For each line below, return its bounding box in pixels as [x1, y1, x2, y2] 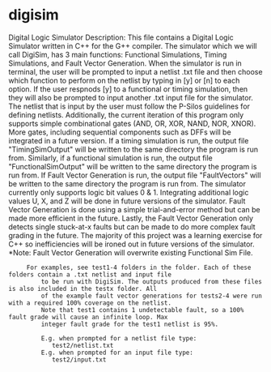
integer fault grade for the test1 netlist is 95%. [40, 320, 219, 328]
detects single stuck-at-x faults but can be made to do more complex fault [8, 221, 256, 232]
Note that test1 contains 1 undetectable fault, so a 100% [40, 306, 244, 314]
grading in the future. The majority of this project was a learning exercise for [8, 230, 263, 240]
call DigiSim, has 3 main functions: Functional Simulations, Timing [8, 49, 227, 59]
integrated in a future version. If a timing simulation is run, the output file [8, 135, 249, 145]
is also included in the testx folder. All [8, 284, 158, 293]
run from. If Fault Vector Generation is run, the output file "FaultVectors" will [8, 170, 261, 180]
